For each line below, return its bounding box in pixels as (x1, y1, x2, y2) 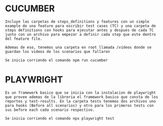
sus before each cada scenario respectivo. (5, 107, 95, 112)
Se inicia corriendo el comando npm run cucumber (5, 57, 108, 63)
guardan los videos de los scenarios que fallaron (5, 49, 110, 54)
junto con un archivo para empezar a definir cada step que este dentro (5, 32, 156, 37)
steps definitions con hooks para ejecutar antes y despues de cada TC (5, 27, 154, 32)
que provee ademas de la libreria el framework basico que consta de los (5, 94, 159, 100)
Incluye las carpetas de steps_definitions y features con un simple (5, 19, 150, 24)
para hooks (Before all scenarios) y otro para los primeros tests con (5, 103, 154, 108)
